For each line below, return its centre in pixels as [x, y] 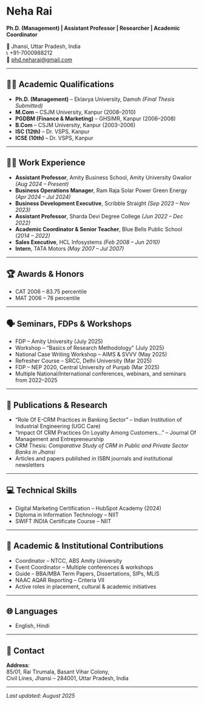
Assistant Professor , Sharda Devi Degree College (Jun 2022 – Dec [99, 216]
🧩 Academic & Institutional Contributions [85, 546]
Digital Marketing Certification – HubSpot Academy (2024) [88, 508]
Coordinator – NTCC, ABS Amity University [69, 560]
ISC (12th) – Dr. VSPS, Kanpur [52, 131]
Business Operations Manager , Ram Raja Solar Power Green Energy [101, 190]
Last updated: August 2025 [41, 696]
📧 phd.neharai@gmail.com [39, 60]
